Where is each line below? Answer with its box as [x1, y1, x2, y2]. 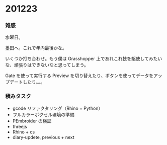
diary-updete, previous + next [12, 134, 74, 140]
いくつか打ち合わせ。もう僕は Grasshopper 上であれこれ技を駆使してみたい [5, 56, 162, 62]
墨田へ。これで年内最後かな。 [5, 45, 67, 51]
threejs [12, 123, 27, 129]
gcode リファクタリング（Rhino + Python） [12, 105, 103, 111]
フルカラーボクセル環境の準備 [12, 111, 74, 117]
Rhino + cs [12, 129, 35, 135]
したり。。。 [22, 79, 45, 85]
